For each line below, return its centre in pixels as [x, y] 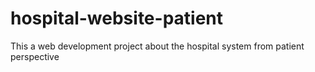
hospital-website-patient [117, 18]
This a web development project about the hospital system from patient [157, 46]
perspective [35, 56]
